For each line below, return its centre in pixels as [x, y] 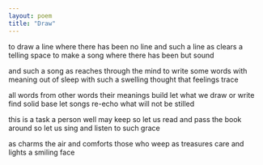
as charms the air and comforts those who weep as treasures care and [126, 143]
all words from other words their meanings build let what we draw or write [131, 95]
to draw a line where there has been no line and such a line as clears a [126, 46]
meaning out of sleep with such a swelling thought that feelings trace [123, 79]
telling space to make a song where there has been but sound [111, 55]
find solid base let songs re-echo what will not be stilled [102, 104]
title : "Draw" [32, 23]
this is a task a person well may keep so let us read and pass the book [125, 119]
